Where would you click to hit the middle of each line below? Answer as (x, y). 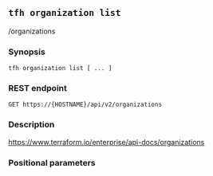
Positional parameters (52, 162)
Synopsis (27, 52)
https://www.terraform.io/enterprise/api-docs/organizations (106, 142)
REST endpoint (38, 88)
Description (32, 125)
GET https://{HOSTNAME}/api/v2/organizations (85, 105)
